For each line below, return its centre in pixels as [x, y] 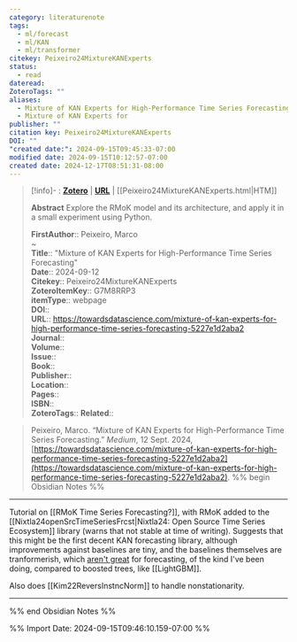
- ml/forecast [43, 34]
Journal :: [47, 338]
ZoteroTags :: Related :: [72, 414]
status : [23, 67]
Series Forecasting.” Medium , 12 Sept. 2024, [112, 440]
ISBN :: [42, 404]
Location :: [49, 385]
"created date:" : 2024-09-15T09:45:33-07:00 [92, 149]
